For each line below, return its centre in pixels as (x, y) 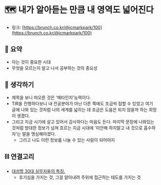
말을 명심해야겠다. (39, 134)
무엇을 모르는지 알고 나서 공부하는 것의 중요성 (54, 68)
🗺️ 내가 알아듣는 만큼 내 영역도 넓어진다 (79, 10)
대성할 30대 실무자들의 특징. (38, 171)
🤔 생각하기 (19, 85)
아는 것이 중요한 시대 (31, 62)
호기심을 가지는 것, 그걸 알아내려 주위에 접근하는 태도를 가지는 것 (80, 177)
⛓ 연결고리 (19, 157)
